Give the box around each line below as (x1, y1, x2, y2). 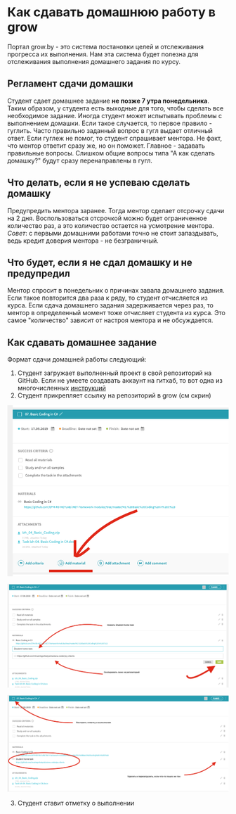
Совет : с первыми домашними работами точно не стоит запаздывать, (7, 229, 219, 237)
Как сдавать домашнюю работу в (7, 4, 216, 20)
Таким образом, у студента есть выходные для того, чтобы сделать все (7, 103, 224, 113)
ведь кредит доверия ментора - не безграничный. (7, 236, 159, 245)
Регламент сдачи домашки (7, 78, 133, 90)
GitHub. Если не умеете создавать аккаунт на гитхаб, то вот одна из (17, 376, 223, 385)
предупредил (7, 267, 70, 279)
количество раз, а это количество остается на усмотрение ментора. (7, 221, 214, 229)
